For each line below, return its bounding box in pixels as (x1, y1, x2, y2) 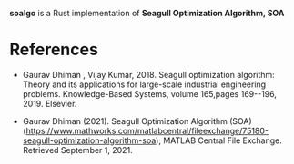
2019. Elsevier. (22, 98, 77, 109)
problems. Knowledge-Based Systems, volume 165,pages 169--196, (22, 88, 278, 99)
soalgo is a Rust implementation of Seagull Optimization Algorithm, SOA (9, 8, 285, 18)
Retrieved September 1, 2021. (22, 144, 134, 155)
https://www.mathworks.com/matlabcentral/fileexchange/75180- (25, 125, 269, 136)
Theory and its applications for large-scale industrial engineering (22, 79, 267, 90)
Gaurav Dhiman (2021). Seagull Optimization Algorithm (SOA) (22, 115, 252, 126)
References (9, 40, 98, 60)
